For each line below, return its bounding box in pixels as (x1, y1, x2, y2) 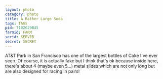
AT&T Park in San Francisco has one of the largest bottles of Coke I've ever (5, 53, 158, 58)
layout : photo (5, 7, 35, 12)
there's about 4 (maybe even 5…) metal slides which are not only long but (5, 63, 155, 69)
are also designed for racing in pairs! (5, 68, 80, 74)
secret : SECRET (5, 39, 37, 44)
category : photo (5, 12, 39, 17)
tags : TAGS (5, 21, 28, 26)
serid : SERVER (5, 35, 35, 40)
